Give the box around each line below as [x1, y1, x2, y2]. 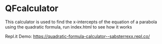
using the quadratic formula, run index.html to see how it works [5, 24, 132, 29]
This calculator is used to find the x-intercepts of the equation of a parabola [5, 19, 157, 25]
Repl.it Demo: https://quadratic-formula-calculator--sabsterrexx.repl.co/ [5, 33, 150, 39]
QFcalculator [5, 3, 59, 14]
